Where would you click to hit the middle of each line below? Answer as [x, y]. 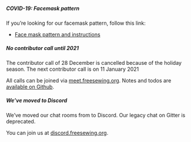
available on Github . [30, 87]
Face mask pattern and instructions [58, 34]
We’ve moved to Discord [37, 100]
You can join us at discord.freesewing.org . [57, 133]
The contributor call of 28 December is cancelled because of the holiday [94, 62]
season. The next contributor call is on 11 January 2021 [73, 69]
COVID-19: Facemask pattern [43, 8]
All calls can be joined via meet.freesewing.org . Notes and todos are [89, 80]
